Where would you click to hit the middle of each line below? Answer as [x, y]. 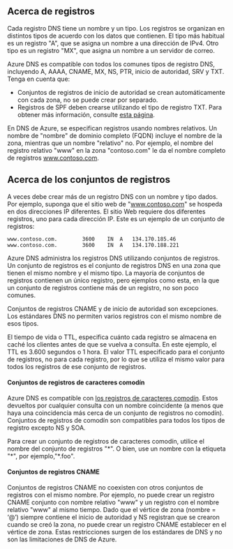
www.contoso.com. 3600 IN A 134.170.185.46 [92, 239]
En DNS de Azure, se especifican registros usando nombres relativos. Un [112, 128]
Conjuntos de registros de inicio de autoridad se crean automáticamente [121, 92]
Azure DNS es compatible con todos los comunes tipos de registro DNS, [111, 64]
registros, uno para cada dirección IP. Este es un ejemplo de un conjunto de [116, 218]
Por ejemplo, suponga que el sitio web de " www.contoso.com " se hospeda [115, 204]
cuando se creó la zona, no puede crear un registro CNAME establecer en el [117, 525]
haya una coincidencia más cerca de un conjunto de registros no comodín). [116, 413]
